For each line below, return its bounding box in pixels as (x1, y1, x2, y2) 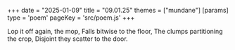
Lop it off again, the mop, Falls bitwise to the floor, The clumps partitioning (7, 27, 223, 35)
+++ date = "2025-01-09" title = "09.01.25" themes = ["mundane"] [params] (7, 6, 229, 14)
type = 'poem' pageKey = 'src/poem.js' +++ (7, 13, 135, 22)
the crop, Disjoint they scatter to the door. (7, 35, 128, 43)
